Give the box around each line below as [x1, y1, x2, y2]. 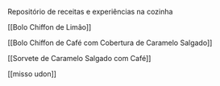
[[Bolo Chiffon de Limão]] [7, 23, 92, 31]
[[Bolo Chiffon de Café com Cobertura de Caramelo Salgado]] [7, 38, 213, 47]
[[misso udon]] [7, 69, 57, 79]
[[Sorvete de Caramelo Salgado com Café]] [7, 54, 152, 63]
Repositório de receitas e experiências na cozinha [7, 7, 173, 16]
